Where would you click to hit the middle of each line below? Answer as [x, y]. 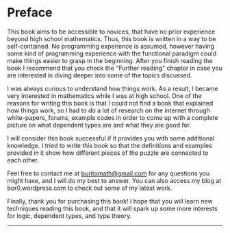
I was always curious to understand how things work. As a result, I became [113, 88]
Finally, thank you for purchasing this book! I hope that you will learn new [110, 201]
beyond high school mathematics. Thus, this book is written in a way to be [112, 38]
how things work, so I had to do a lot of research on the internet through [109, 110]
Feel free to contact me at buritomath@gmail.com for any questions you [108, 173]
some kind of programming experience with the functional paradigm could [112, 53]
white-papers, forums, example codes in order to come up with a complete [113, 117]
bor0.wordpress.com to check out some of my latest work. [90, 188]
